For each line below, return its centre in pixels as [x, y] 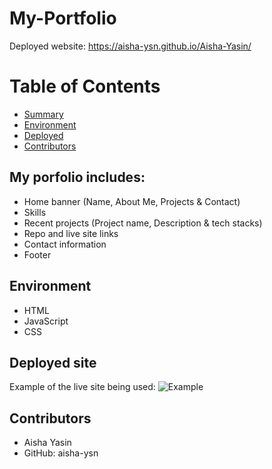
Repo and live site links [71, 233]
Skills [35, 212]
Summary [43, 114]
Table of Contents [85, 86]
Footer [37, 254]
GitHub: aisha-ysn [61, 453]
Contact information [65, 244]
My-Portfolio [63, 18]
